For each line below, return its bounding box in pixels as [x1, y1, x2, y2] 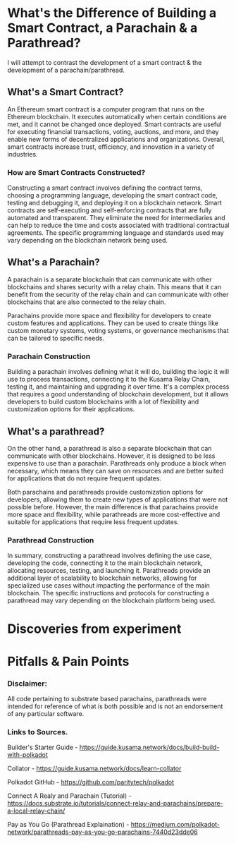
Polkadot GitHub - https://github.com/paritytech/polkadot [7, 778, 175, 787]
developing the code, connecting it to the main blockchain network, [7, 559, 203, 567]
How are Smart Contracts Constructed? [7, 167, 146, 177]
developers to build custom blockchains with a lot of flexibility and [7, 397, 199, 406]
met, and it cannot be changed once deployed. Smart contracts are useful [7, 120, 222, 128]
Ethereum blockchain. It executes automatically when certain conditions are [7, 112, 227, 121]
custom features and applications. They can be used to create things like [7, 319, 218, 327]
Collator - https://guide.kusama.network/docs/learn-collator [7, 764, 182, 773]
